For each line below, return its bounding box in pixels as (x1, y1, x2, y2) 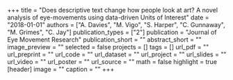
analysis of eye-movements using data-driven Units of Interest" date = (7, 13, 210, 22)
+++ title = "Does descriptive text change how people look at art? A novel (7, 6, 218, 14)
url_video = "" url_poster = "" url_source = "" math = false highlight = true (7, 58, 218, 65)
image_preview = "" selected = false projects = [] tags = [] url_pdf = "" (7, 43, 209, 51)
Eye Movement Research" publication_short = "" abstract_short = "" (7, 35, 202, 44)
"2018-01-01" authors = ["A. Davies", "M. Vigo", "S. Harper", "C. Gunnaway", (7, 21, 226, 29)
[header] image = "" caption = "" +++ (7, 65, 115, 73)
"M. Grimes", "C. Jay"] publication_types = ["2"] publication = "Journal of (7, 28, 217, 36)
